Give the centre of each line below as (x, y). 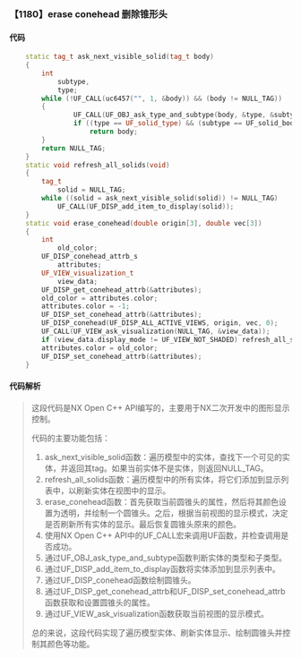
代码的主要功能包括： (70, 438)
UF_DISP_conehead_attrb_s (90, 257)
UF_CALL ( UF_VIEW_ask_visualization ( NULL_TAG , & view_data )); (156, 331)
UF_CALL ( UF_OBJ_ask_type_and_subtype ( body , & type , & (174, 115)
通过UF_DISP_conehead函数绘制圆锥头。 (120, 580)
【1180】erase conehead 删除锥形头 (89, 13)
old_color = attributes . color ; (100, 298)
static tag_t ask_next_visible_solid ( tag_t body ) (120, 57)
